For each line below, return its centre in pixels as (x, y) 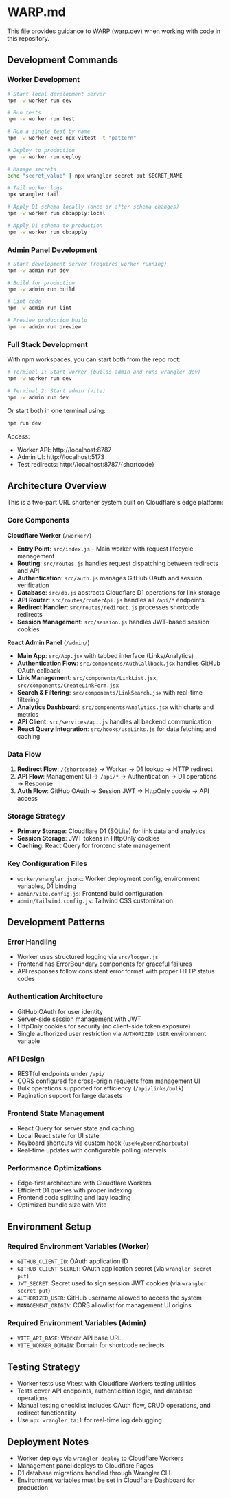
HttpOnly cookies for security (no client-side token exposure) (104, 1026)
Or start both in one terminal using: (57, 410)
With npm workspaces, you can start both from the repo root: (94, 359)
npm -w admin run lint (39, 308)
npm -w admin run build (41, 289)
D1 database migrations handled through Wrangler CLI (94, 1473)
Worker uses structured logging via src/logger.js (88, 957)
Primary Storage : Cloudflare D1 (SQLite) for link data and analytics (111, 831)
